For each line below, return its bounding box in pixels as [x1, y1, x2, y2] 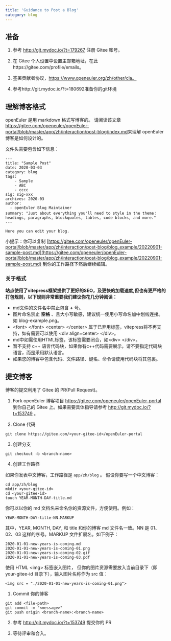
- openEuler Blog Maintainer [10, 205, 72, 211]
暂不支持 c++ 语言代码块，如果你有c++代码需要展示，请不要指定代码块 [12, 343, 162, 349]
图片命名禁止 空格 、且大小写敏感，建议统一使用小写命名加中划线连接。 [12, 311, 163, 317]
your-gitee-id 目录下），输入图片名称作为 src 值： [5, 571, 108, 577]
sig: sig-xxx [5, 192, 33, 197]
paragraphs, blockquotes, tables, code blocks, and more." [28, 215, 157, 220]
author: [5, 201, 22, 206]
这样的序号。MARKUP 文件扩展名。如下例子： [22, 531, 119, 537]
